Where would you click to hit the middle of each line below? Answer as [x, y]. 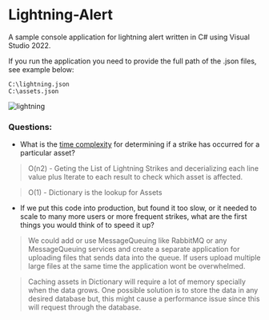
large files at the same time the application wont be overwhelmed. [137, 266]
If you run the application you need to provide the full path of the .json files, [132, 61]
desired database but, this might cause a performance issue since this [144, 299]
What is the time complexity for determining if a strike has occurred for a [140, 144]
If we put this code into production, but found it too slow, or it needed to [139, 208]
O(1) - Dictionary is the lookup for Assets [95, 192]
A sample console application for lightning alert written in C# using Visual [129, 37]
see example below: [41, 69]
